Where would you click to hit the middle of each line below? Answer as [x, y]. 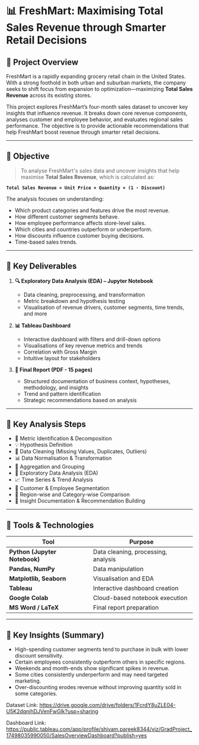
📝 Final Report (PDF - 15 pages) [54, 370]
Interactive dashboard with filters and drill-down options [92, 339]
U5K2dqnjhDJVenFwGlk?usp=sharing [52, 711]
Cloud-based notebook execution [140, 598]
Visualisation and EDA [123, 579]
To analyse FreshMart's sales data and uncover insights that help [100, 171]
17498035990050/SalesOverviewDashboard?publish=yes [76, 735]
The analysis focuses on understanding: [55, 198]
